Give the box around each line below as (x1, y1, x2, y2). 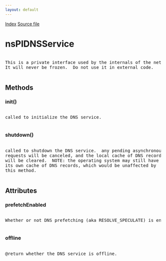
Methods (5, 83, 34, 92)
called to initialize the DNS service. (5, 114, 102, 120)
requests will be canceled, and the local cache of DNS (5, 153, 143, 158)
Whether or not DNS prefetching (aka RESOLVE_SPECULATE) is (5, 217, 154, 223)
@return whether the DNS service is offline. (5, 251, 118, 257)
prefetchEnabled (5, 201, 46, 208)
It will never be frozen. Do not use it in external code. (5, 64, 154, 70)
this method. (5, 167, 37, 173)
